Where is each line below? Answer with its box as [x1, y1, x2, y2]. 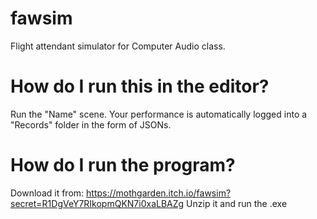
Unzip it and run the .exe [186, 197, 288, 209]
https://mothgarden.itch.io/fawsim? [86, 187, 232, 199]
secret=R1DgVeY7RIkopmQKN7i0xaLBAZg [10, 197, 185, 209]
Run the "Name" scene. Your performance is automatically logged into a [10, 108, 308, 120]
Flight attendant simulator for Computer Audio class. [10, 40, 226, 52]
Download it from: [10, 187, 85, 199]
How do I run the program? [10, 154, 236, 177]
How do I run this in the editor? [10, 75, 270, 98]
